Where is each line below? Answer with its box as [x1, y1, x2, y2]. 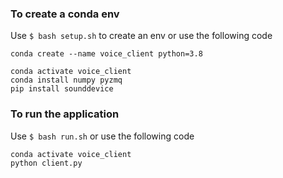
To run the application [10, 107, 120, 121]
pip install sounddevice [10, 84, 114, 94]
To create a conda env [10, 7, 120, 21]
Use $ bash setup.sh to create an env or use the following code [10, 30, 273, 42]
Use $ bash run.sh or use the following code [10, 130, 195, 142]
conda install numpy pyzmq [10, 75, 123, 86]
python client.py [10, 158, 83, 168]
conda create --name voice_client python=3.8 [10, 49, 203, 59]
